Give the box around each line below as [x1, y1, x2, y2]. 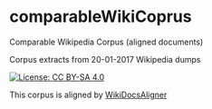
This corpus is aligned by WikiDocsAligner [9, 89, 168, 100]
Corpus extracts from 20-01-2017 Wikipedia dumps [9, 54, 201, 64]
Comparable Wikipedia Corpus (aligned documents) [9, 36, 204, 47]
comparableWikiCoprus [9, 6, 192, 27]
